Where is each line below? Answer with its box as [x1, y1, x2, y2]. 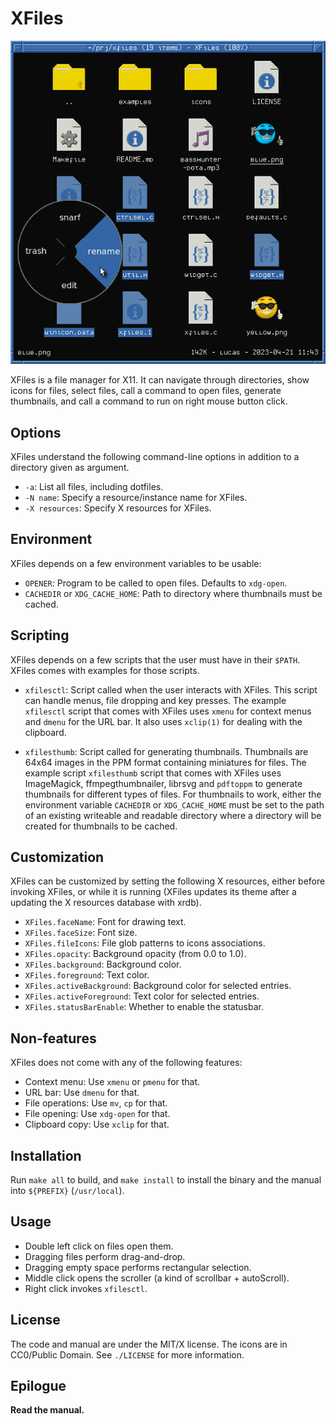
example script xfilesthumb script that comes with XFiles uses [24, 767, 282, 779]
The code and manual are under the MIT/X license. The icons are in [10, 1338, 288, 1350]
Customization [10, 848, 105, 866]
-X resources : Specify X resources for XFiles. [24, 502, 212, 514]
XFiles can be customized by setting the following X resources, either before [10, 875, 326, 887]
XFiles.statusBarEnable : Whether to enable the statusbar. [24, 1001, 264, 1013]
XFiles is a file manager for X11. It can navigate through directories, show [10, 374, 310, 386]
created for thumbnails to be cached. [24, 820, 178, 832]
